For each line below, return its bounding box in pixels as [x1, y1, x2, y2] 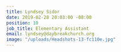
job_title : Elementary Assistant [6, 25, 89, 32]
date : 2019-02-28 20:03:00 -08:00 [6, 14, 92, 20]
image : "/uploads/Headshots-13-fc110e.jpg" [6, 36, 116, 42]
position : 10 [6, 20, 39, 26]
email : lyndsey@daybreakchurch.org [6, 31, 95, 37]
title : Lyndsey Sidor [6, 8, 60, 15]
